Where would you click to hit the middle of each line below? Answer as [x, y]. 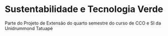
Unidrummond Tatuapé [29, 28]
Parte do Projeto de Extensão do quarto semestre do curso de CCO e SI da [83, 23]
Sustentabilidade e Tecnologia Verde [84, 9]
